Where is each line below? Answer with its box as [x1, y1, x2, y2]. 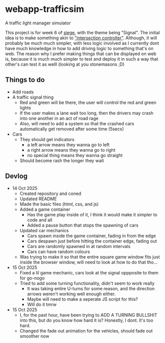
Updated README [19, 195, 57, 202]
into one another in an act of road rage [19, 115, 99, 121]
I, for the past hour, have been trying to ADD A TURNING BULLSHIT [19, 312, 158, 318]
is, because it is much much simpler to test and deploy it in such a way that [5, 56, 159, 62]
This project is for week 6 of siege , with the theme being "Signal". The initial [5, 29, 160, 35]
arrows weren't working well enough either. [27, 291, 116, 297]
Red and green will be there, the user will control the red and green [19, 99, 157, 105]
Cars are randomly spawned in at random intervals [27, 243, 131, 249]
